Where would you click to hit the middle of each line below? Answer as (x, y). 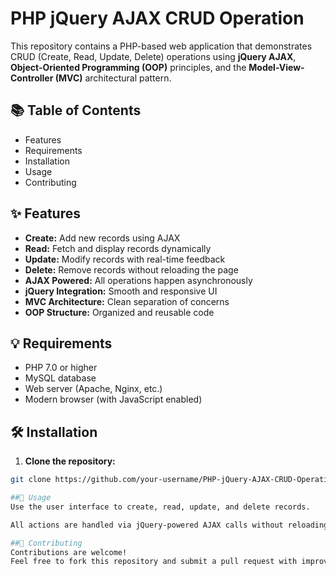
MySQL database (60, 378)
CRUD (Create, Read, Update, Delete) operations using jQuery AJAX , (153, 56)
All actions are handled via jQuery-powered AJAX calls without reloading (169, 525)
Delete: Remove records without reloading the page (131, 269)
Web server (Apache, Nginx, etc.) (93, 389)
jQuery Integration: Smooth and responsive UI (121, 291)
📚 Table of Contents (76, 110)
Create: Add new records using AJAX (102, 238)
